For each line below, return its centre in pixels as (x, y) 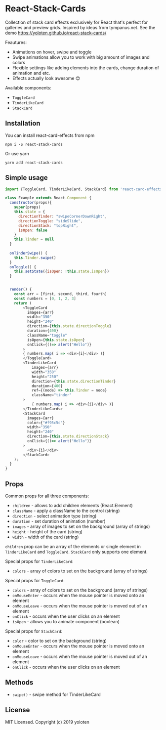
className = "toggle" (47, 335)
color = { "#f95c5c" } (46, 423)
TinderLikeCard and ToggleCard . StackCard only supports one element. (76, 552)
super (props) (27, 207)
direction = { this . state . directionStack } (68, 436)
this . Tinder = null (34, 239)
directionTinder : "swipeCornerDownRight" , (62, 216)
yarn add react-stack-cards (34, 163)
